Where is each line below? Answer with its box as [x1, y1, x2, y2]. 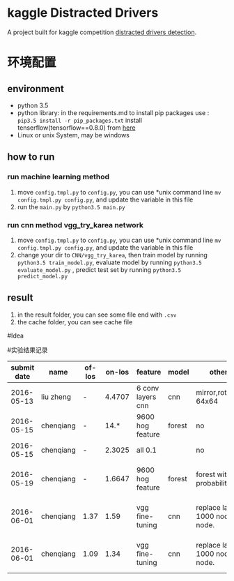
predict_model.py [17, 273, 68, 280]
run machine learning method [7, 172, 110, 182]
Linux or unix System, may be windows [17, 130, 130, 139]
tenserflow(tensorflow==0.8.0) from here [17, 123, 136, 132]
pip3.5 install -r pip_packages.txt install [17, 116, 143, 124]
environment [7, 82, 64, 95]
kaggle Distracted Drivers [7, 5, 159, 21]
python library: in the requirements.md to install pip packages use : [17, 108, 210, 116]
